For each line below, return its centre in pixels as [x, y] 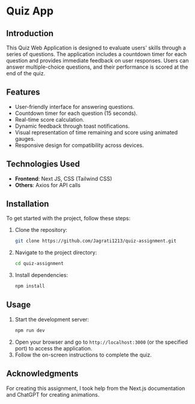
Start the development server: [52, 319]
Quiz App [30, 11]
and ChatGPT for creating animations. [53, 394]
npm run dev [30, 330]
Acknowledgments [43, 374]
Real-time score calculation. [49, 119]
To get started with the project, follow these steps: [68, 219]
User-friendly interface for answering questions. [75, 107]
